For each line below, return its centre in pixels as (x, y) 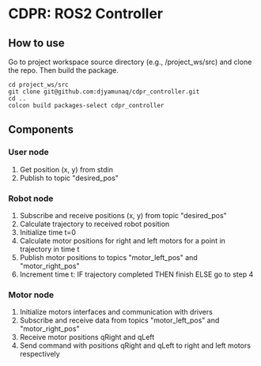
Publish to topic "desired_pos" (69, 178)
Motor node (31, 295)
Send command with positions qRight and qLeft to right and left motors (135, 345)
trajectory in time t (49, 249)
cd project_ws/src (38, 85)
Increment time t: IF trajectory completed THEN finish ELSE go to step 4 (136, 274)
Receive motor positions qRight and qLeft (87, 338)
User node (28, 153)
